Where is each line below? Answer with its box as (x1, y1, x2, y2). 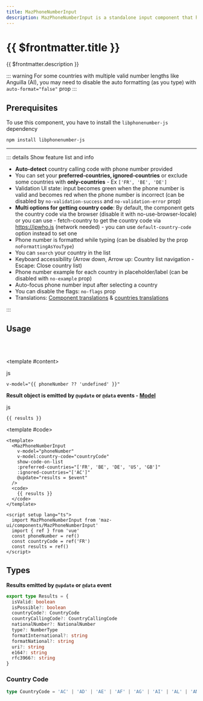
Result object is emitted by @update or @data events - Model (6, 391, 156, 399)
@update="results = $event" (17, 474, 88, 480)
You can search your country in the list (14, 249, 111, 256)
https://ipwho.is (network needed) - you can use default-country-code (14, 224, 192, 231)
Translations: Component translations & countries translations (14, 294, 169, 302)
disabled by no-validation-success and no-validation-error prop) (14, 198, 181, 205)
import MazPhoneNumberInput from (11, 517, 96, 523)
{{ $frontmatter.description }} (6, 61, 80, 68)
